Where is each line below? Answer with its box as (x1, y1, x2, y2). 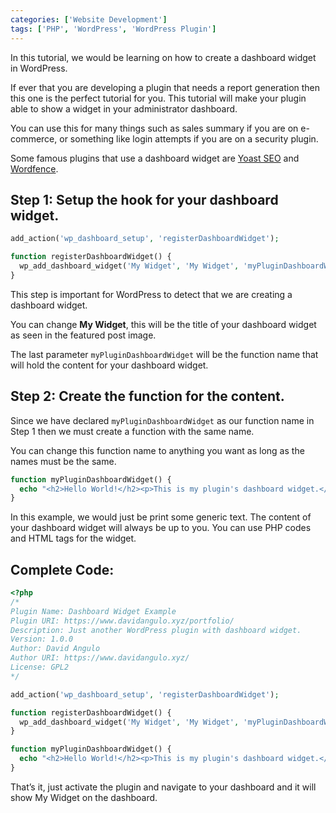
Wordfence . (10, 162, 59, 175)
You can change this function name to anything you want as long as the (10, 444, 305, 456)
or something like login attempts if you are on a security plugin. (59, 132, 319, 145)
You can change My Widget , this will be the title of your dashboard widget (10, 318, 317, 330)
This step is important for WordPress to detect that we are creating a (10, 288, 293, 300)
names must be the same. (10, 455, 117, 467)
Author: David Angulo (10, 644, 101, 654)
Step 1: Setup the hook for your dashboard (10, 191, 279, 208)
